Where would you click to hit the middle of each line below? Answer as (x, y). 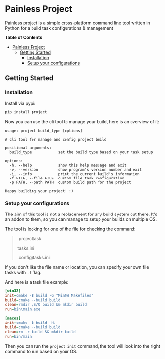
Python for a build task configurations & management (59, 28)
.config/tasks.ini (33, 257)
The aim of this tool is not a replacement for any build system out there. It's (81, 214)
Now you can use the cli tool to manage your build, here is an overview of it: (82, 121)
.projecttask (29, 238)
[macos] (13, 318)
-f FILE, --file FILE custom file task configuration (67, 178)
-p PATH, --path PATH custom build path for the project (70, 182)
